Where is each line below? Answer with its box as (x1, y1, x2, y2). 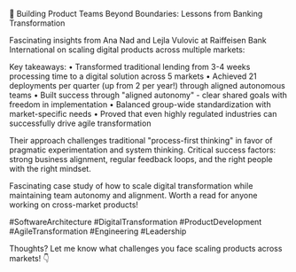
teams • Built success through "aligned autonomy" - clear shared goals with (9, 89, 288, 100)
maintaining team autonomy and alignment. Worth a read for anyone (9, 190, 258, 200)
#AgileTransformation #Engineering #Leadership (9, 226, 187, 237)
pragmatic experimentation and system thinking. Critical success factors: (9, 144, 277, 155)
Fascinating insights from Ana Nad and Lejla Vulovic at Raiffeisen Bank (9, 35, 268, 45)
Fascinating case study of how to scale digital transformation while (9, 181, 253, 190)
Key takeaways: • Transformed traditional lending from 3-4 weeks (9, 62, 251, 72)
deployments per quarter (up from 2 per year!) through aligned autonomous (9, 81, 285, 90)
